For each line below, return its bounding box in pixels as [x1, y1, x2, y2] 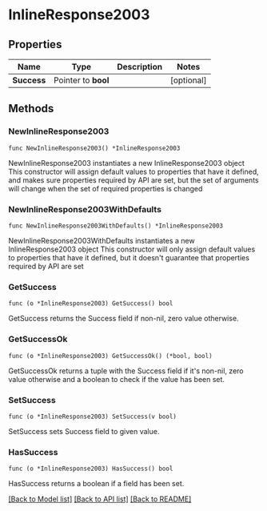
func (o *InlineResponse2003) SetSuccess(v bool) [8, 412, 177, 420]
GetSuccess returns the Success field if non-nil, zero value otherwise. [8, 314, 239, 324]
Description [117, 62, 162, 72]
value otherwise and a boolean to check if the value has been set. [8, 374, 225, 384]
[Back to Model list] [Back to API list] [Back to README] [8, 494, 192, 504]
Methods [8, 102, 54, 115]
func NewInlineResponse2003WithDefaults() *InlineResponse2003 [8, 222, 224, 230]
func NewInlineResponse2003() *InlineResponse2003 [8, 144, 181, 152]
